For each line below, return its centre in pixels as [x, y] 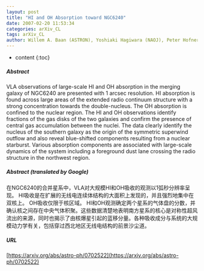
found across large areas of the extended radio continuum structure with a [100, 99]
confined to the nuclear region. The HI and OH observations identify [91, 112]
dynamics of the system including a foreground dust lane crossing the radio [101, 151]
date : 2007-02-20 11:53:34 [40, 23]
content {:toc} [32, 57]
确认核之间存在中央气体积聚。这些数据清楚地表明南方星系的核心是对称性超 [99, 210]
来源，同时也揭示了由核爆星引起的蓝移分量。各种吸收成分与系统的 [104, 218]
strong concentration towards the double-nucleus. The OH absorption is [97, 106]
